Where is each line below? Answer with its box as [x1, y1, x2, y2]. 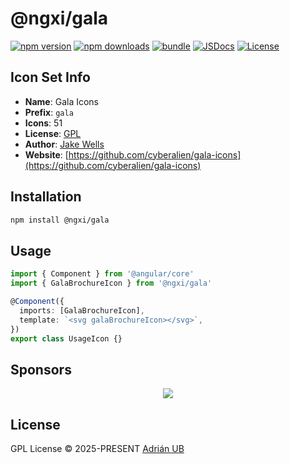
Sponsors [10, 361, 72, 378]
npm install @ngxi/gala [10, 215, 110, 225]
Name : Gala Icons [24, 95, 99, 107]
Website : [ [24, 148, 69, 161]
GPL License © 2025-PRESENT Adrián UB [10, 443, 185, 454]
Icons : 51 [24, 117, 63, 129]
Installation [10, 188, 82, 206]
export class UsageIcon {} [10, 333, 123, 344]
